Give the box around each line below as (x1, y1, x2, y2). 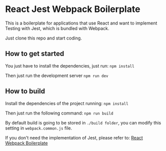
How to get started (5, 49, 64, 58)
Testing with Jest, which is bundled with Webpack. (5, 25, 110, 31)
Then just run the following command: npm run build (5, 110, 114, 116)
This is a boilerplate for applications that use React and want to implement (5, 20, 158, 26)
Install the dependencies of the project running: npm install (5, 100, 129, 106)
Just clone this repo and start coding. (5, 35, 82, 41)
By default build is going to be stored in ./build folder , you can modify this (5, 119, 161, 125)
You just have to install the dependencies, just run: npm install (5, 62, 135, 68)
